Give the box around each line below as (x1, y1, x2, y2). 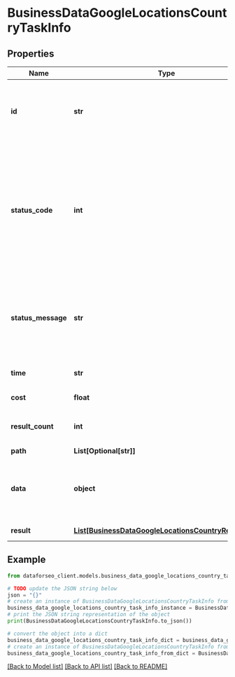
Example (7, 554, 46, 566)
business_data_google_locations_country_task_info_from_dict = (7, 650, 196, 657)
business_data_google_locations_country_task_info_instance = (7, 604, 192, 612)
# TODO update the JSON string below (7, 585, 117, 592)
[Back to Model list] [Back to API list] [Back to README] (7, 662, 168, 671)
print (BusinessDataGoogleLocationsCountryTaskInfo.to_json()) (7, 617, 192, 624)
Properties (7, 48, 55, 60)
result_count (10, 421, 54, 431)
